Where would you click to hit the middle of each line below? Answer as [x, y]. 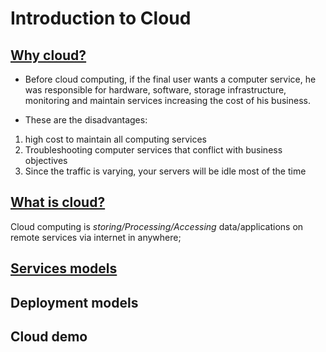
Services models [64, 268]
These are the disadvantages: [86, 120]
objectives [46, 160]
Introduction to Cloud [101, 18]
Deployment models [74, 302]
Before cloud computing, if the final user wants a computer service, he [170, 79]
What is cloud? [58, 202]
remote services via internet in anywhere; [96, 237]
